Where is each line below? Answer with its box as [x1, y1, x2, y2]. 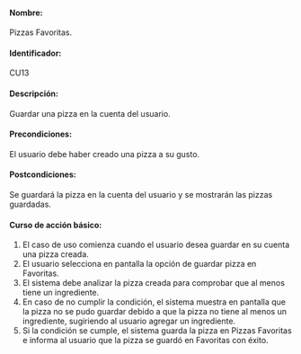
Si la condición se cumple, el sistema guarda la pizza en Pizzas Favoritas [22, 325, 292, 336]
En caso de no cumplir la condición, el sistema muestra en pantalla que [22, 296, 286, 307]
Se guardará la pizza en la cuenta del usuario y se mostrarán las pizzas [9, 190, 273, 200]
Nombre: [9, 7, 43, 18]
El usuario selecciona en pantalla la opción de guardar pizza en [22, 259, 257, 270]
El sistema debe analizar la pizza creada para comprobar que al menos [22, 278, 286, 288]
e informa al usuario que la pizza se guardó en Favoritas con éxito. [22, 335, 269, 346]
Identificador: [9, 48, 62, 58]
